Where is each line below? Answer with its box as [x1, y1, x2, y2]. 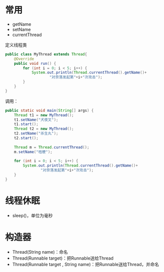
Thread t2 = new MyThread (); [14, 127, 74, 132]
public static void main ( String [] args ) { [5, 108, 94, 113]
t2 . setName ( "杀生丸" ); [14, 131, 58, 136]
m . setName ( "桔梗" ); [14, 149, 53, 154]
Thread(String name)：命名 [12, 249, 68, 255]
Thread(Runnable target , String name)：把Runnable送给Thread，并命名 [12, 261, 160, 267]
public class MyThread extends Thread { [5, 51, 87, 57]
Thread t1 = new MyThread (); [14, 112, 74, 118]
